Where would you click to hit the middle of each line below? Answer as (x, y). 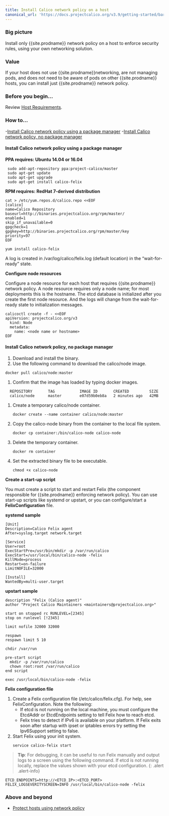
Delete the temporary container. (46, 443)
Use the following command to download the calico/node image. (79, 364)
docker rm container (34, 452)
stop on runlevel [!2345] (32, 618)
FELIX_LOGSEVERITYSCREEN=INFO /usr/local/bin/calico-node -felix (75, 785)
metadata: (20, 327)
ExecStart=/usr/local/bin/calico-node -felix (54, 555)
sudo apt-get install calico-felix (45, 182)
